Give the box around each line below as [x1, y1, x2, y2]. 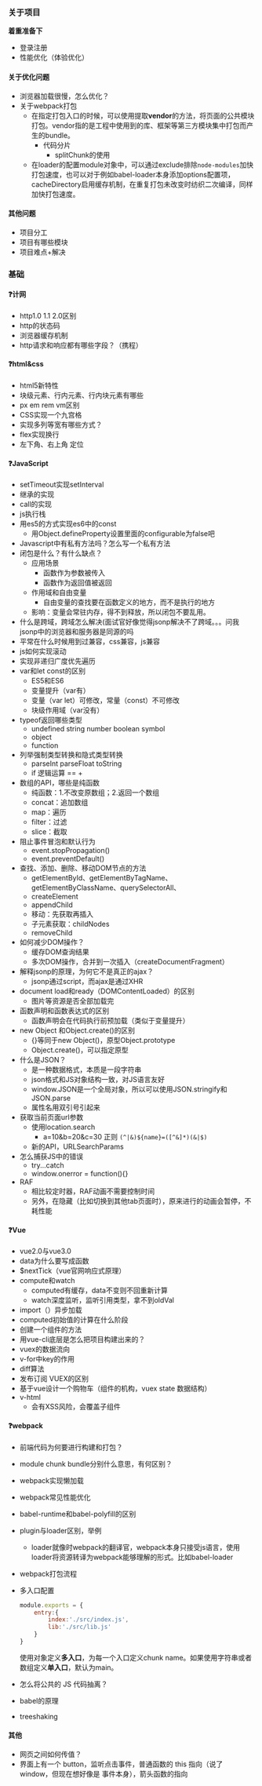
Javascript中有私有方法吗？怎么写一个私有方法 [19, 539, 171, 549]
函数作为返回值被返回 [42, 578, 112, 588]
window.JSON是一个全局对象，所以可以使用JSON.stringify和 [31, 1084, 227, 1094]
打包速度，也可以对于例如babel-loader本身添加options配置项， [31, 169, 235, 179]
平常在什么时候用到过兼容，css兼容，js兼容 [19, 637, 161, 647]
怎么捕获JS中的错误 [19, 1152, 84, 1161]
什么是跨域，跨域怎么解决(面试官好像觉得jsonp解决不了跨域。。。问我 [19, 618, 239, 627]
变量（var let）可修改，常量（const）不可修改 [31, 696, 180, 705]
